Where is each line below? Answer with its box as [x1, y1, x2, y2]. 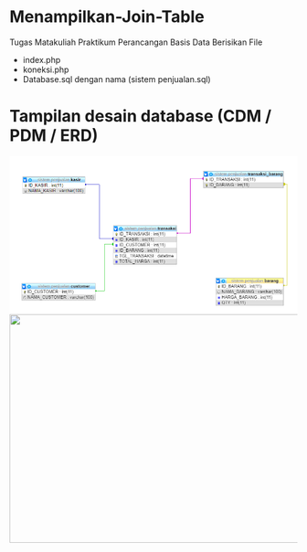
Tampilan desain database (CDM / [9, 106, 272, 127]
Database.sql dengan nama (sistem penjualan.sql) [22, 73, 212, 84]
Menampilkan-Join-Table [9, 6, 205, 27]
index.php [22, 54, 61, 65]
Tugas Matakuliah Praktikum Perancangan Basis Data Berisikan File [9, 37, 263, 48]
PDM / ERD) [9, 125, 99, 146]
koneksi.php [22, 64, 69, 75]
